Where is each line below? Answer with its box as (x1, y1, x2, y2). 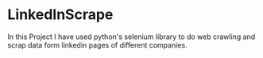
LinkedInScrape (7, 6, 114, 24)
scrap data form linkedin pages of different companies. (7, 40, 188, 49)
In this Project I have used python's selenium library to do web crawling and (7, 32, 256, 41)
